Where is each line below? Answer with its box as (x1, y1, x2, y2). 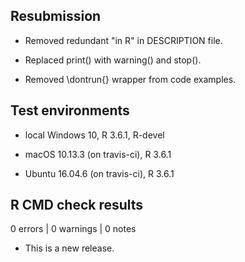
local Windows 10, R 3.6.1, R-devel (24, 129, 165, 141)
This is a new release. (24, 242, 115, 254)
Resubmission (10, 8, 102, 25)
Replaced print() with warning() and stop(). (24, 54, 202, 66)
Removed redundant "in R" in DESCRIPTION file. (24, 34, 223, 46)
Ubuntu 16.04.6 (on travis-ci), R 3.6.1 (24, 167, 175, 179)
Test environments (10, 102, 130, 119)
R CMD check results (10, 197, 144, 214)
